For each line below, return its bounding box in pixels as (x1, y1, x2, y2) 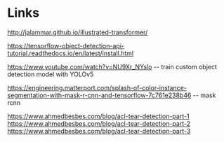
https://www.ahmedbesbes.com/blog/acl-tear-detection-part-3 (7, 127, 191, 135)
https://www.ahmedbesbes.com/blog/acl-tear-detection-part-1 (7, 112, 190, 120)
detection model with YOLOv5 (7, 70, 94, 78)
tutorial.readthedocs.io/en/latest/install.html (7, 49, 134, 57)
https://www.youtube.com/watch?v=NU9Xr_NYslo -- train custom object (7, 62, 218, 71)
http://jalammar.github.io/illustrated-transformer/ (7, 28, 148, 36)
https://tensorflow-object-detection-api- (7, 41, 125, 50)
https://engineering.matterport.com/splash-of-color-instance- (7, 83, 187, 92)
